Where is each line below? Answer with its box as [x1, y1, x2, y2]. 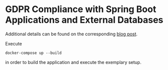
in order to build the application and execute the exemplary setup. [5, 59, 142, 65]
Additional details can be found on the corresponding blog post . [5, 31, 138, 37]
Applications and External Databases [5, 14, 163, 26]
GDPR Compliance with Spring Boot [5, 4, 156, 15]
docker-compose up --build [5, 50, 62, 55]
